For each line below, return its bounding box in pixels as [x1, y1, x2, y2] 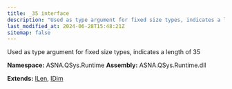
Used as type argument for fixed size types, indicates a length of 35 [7, 48, 201, 56]
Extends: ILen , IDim [7, 75, 64, 83]
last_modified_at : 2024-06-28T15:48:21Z [7, 23, 126, 29]
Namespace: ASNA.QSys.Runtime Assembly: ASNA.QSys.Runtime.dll [7, 61, 206, 69]
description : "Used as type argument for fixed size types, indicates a [7, 16, 221, 23]
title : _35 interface [7, 10, 70, 17]
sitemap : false [7, 29, 51, 36]
